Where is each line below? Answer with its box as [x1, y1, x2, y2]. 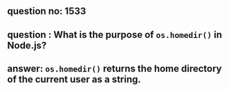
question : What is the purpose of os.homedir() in [7, 29, 223, 41]
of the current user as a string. [7, 73, 142, 85]
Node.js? [7, 39, 47, 51]
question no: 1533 [7, 5, 86, 17]
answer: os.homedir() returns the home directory [7, 63, 222, 75]
